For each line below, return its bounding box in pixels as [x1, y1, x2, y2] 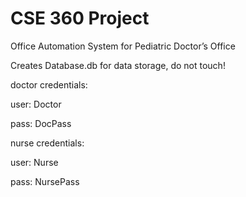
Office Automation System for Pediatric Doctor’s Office [10, 40, 236, 52]
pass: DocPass [10, 117, 72, 129]
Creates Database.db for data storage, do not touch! [10, 59, 226, 71]
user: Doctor [10, 98, 62, 110]
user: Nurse [10, 156, 59, 168]
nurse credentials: [10, 137, 85, 149]
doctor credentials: [10, 78, 88, 91]
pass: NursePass [10, 175, 80, 187]
